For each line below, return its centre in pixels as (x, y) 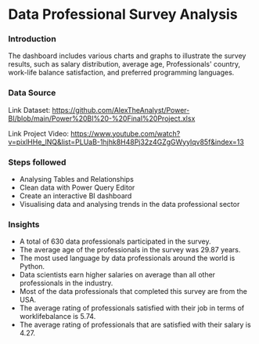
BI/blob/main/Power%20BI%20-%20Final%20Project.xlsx (102, 118)
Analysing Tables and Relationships (77, 179)
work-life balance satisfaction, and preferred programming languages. (121, 73)
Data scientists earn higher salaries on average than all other (117, 275)
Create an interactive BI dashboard (76, 196)
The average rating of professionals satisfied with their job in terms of (132, 308)
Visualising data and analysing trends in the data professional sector (129, 205)
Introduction (32, 39)
